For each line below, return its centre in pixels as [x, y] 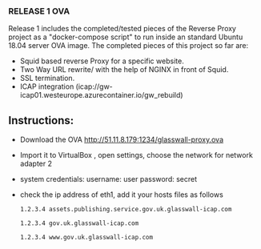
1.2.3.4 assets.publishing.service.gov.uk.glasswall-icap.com [126, 210]
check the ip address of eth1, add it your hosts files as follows [122, 195]
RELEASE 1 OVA [39, 11]
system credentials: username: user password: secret [108, 179]
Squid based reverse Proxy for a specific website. [102, 61]
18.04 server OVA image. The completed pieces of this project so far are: [128, 46]
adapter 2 [36, 164]
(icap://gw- [94, 86]
